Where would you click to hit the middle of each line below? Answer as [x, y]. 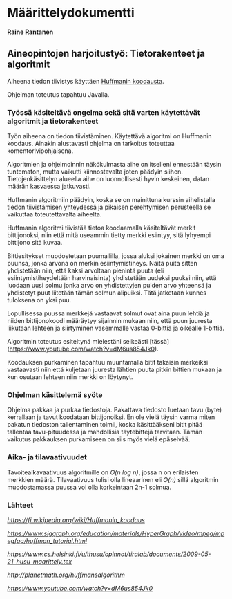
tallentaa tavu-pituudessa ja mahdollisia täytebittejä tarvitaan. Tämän [105, 432]
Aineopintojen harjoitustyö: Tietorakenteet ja [106, 54]
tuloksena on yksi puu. [39, 300]
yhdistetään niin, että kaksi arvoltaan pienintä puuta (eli [86, 270]
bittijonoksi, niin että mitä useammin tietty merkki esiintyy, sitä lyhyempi [109, 235]
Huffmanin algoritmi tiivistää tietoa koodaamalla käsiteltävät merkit [101, 228]
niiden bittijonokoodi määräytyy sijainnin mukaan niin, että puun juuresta [110, 321]
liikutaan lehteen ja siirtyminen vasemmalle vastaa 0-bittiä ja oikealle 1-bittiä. [116, 328]
